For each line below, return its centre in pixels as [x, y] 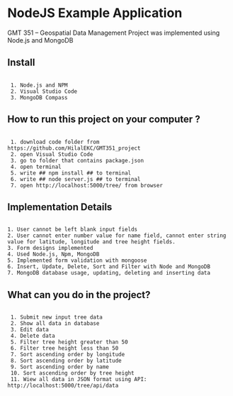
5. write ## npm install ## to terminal [71, 173]
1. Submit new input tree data [56, 317]
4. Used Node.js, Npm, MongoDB [53, 254]
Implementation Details [60, 207]
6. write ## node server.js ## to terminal [75, 179]
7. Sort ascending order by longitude [68, 355]
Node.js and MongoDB [40, 40]
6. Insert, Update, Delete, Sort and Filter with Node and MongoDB [109, 267]
